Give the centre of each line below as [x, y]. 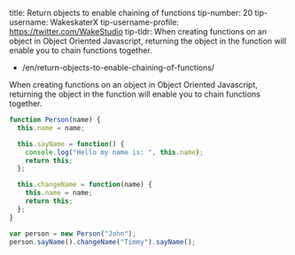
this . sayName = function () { [71, 144]
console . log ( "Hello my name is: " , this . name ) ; [114, 152]
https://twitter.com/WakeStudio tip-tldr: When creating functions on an [138, 31]
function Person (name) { [55, 120]
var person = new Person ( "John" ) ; [73, 234]
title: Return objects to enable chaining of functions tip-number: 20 [131, 13]
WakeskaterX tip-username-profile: [115, 22]
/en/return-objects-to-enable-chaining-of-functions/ [118, 67]
